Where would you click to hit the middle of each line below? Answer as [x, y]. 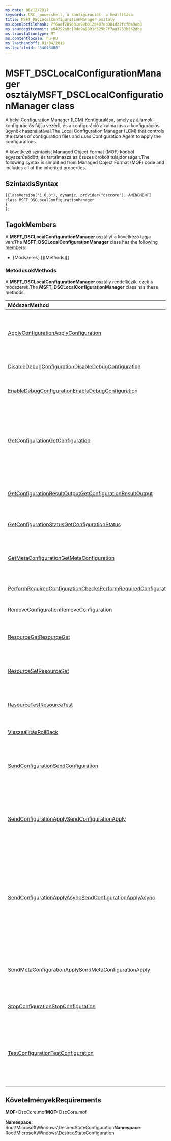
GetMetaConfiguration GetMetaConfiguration [61, 558]
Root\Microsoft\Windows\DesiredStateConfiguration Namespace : [73, 1128]
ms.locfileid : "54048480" [33, 48]
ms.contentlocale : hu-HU [32, 39]
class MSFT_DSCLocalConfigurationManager [50, 200]
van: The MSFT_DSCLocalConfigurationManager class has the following [82, 242]
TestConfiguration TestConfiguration [51, 1053]
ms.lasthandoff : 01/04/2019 [35, 43]
